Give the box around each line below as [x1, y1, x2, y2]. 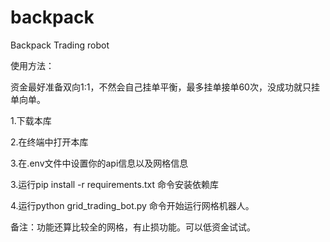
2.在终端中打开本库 [10, 136, 89, 148]
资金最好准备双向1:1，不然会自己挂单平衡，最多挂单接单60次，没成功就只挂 [10, 81, 320, 93]
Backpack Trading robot [10, 39, 110, 51]
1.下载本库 [10, 114, 52, 126]
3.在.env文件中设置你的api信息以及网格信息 [10, 157, 189, 169]
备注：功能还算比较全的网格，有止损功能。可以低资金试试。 [10, 221, 256, 233]
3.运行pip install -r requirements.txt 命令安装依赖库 [10, 178, 219, 190]
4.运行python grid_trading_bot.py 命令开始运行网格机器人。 [10, 199, 255, 211]
